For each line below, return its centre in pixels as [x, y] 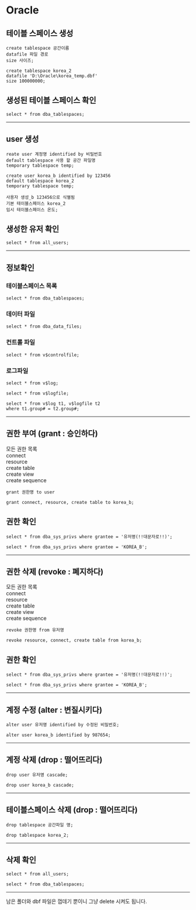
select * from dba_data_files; [44, 327]
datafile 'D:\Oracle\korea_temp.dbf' [52, 76]
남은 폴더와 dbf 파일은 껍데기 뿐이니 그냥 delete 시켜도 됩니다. [77, 901]
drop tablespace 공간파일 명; [40, 825]
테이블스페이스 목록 [32, 286]
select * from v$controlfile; [43, 355]
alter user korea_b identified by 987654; [58, 735]
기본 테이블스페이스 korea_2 [36, 203]
